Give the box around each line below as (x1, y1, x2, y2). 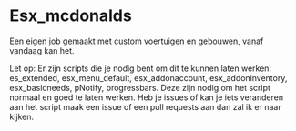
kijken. (9, 111, 35, 122)
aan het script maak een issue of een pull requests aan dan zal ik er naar (9, 101, 281, 112)
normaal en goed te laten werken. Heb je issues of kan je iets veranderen (9, 92, 284, 103)
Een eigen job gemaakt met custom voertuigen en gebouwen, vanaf (9, 35, 264, 46)
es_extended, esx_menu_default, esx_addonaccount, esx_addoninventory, (9, 72, 288, 83)
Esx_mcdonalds (9, 5, 132, 26)
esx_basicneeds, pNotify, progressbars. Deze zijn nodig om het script (9, 82, 271, 93)
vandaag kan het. (9, 45, 75, 55)
